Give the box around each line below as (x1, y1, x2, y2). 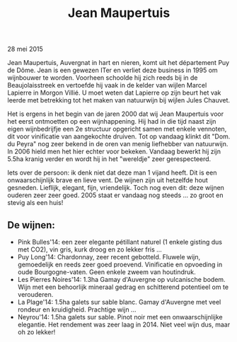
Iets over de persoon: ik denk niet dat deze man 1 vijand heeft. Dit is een (7, 168, 217, 177)
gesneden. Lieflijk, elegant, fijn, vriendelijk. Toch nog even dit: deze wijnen (7, 184, 225, 192)
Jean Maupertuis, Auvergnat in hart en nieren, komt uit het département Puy (7, 59, 230, 67)
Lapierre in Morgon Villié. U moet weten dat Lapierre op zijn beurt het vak (7, 88, 221, 97)
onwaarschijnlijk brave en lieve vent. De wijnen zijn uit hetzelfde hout (7, 176, 209, 184)
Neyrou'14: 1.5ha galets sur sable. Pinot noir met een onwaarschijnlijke (17, 313, 223, 321)
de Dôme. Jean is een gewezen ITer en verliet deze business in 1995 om (7, 66, 218, 75)
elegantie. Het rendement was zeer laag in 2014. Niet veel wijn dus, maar (17, 320, 231, 329)
